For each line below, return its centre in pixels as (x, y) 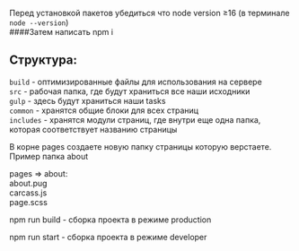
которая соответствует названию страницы (93, 129)
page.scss (28, 202)
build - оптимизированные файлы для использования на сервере (136, 82)
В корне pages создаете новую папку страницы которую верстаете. (141, 146)
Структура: (44, 61)
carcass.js (28, 193)
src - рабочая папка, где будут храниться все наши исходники (130, 91)
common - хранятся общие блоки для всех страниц (104, 110)
